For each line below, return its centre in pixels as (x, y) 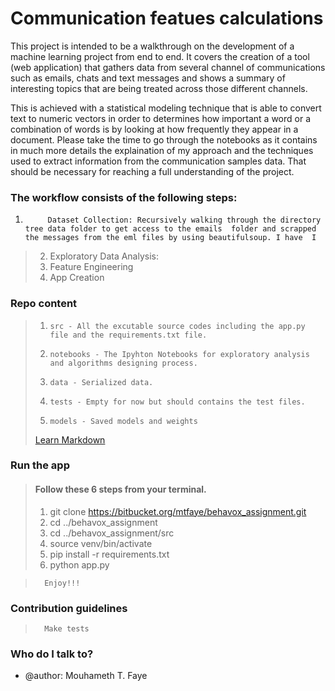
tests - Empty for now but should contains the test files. (177, 402)
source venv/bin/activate (101, 543)
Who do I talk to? (52, 654)
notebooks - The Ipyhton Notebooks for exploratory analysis (179, 354)
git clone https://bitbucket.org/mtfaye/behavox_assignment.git (178, 511)
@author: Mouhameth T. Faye (86, 676)
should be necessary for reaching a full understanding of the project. (152, 171)
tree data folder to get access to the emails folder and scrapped (170, 229)
